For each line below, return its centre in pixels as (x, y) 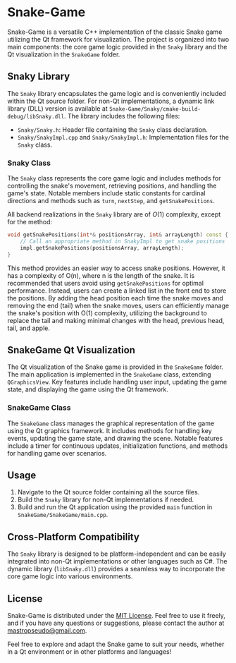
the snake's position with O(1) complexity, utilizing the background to (107, 313)
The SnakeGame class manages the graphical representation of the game (111, 423)
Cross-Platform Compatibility (73, 537)
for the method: (30, 222)
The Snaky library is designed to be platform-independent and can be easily (117, 554)
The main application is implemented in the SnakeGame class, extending (109, 375)
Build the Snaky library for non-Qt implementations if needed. (106, 500)
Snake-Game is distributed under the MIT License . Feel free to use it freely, (116, 616)
